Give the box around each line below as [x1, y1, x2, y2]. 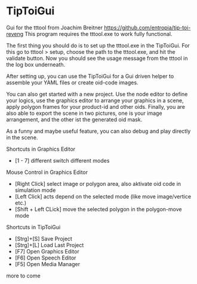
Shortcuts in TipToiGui [6, 223, 61, 231]
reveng [6, 30, 24, 37]
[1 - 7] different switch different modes [14, 157, 110, 164]
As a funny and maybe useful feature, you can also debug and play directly [6, 127, 191, 135]
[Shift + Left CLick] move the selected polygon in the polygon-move [14, 205, 182, 213]
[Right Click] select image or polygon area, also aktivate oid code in [14, 180, 181, 187]
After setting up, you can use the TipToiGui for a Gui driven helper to [6, 72, 174, 80]
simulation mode [14, 187, 56, 194]
